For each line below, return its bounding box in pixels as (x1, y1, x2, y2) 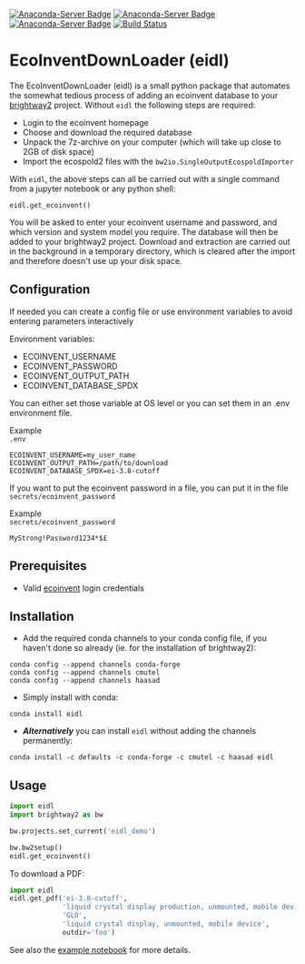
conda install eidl (9, 710, 84, 719)
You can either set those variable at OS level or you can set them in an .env (9, 397, 290, 409)
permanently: (22, 736, 73, 746)
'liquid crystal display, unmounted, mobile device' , (62, 919, 271, 928)
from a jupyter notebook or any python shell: (9, 183, 176, 194)
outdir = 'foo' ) (62, 928, 116, 937)
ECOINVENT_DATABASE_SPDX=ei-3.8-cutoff (9, 466, 161, 475)
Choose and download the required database (22, 127, 192, 137)
